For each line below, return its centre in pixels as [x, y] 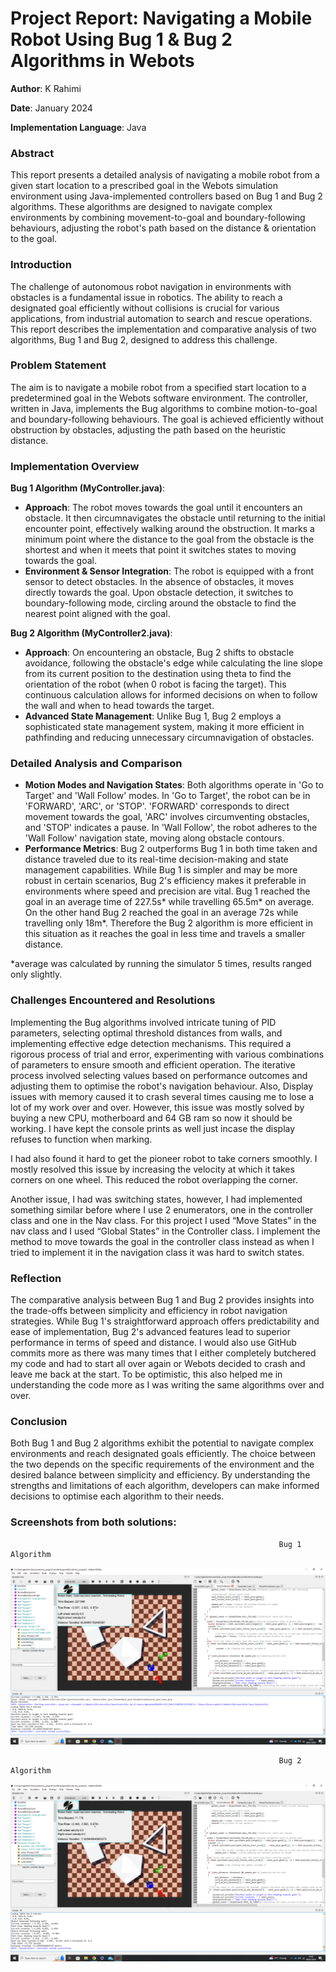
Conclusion [39, 1421]
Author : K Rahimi [46, 88]
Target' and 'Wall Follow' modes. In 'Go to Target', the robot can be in [167, 796]
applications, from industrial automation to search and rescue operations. [161, 318]
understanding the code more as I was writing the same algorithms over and [167, 1385]
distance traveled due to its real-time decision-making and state [156, 859]
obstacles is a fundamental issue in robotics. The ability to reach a [146, 297]
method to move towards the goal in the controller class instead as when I [162, 1241]
